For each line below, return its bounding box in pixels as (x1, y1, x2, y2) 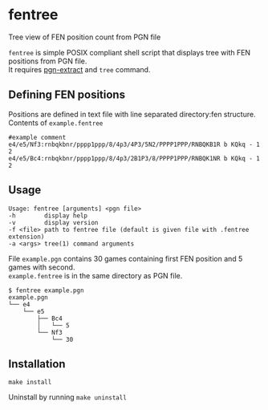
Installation (8, 357, 66, 371)
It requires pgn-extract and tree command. (8, 64, 151, 74)
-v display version (8, 218, 99, 226)
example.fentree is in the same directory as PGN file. (8, 270, 183, 280)
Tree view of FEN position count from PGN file (8, 32, 161, 42)
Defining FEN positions (8, 88, 126, 102)
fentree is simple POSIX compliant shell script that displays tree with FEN (8, 47, 251, 57)
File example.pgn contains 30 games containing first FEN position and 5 (8, 254, 243, 263)
